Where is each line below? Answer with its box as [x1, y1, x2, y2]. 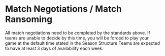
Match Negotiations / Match [5, 3, 122, 15]
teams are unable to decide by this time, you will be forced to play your [5, 35, 149, 41]
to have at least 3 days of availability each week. [5, 45, 103, 51]
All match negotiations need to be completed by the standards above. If [5, 30, 150, 36]
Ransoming [5, 14, 53, 25]
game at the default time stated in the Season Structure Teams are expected [5, 40, 160, 46]
